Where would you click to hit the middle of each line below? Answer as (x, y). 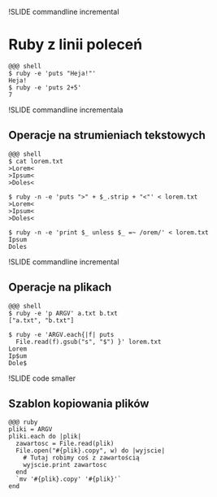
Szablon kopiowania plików (79, 403)
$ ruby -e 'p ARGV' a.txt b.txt (63, 313)
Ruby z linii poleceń (76, 45)
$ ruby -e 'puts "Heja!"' (52, 73)
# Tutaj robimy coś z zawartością (81, 458)
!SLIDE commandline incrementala (66, 110)
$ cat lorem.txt (36, 161)
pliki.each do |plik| (45, 437)
